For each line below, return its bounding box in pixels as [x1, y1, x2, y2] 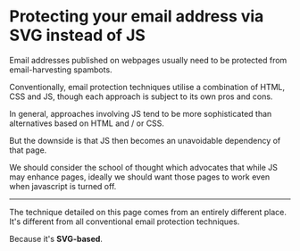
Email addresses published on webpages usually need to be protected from [9, 54, 287, 65]
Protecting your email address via [9, 6, 264, 27]
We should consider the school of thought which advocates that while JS [9, 162, 279, 172]
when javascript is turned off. [9, 180, 117, 191]
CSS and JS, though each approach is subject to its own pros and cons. [9, 91, 273, 102]
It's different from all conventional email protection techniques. [9, 216, 240, 227]
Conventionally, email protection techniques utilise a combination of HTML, [9, 81, 286, 92]
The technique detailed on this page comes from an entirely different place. [9, 206, 287, 217]
